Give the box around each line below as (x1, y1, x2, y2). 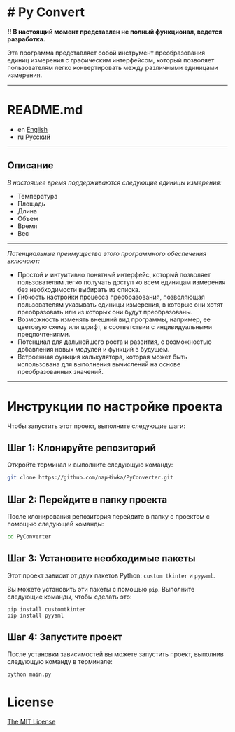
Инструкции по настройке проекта (7, 398, 222, 414)
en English (17, 125, 48, 133)
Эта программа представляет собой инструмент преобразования (7, 48, 206, 57)
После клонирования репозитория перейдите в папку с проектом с (7, 512, 210, 521)
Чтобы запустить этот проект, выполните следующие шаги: (7, 422, 185, 430)
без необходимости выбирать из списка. (17, 285, 141, 293)
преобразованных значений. (17, 367, 104, 375)
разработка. (7, 34, 45, 43)
